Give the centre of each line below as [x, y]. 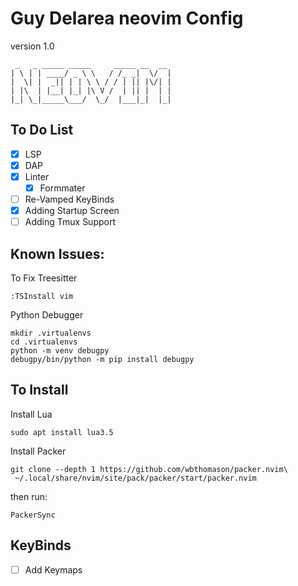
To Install [39, 390]
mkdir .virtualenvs [51, 333]
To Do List [42, 130]
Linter [37, 176]
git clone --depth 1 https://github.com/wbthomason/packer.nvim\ [149, 469]
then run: [29, 496]
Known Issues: [57, 253]
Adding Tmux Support [70, 222]
